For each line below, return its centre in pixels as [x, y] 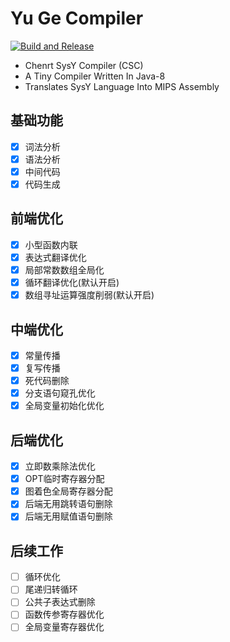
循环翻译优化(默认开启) [72, 282]
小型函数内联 [51, 244]
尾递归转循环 [51, 589]
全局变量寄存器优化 [64, 627]
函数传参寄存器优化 [64, 614]
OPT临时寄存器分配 [64, 479]
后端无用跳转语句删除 [68, 504]
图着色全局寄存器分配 [68, 491]
